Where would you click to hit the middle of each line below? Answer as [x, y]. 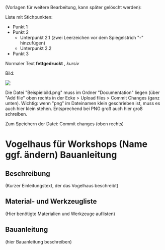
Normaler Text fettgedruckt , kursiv [42, 63]
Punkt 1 [20, 27]
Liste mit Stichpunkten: [29, 17]
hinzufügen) [33, 43]
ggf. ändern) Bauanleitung [61, 155]
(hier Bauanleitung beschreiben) [38, 241]
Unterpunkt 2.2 [36, 48]
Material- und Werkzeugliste [51, 202]
